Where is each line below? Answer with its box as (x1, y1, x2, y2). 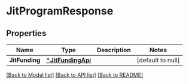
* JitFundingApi (45, 56, 92, 64)
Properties (6, 28, 47, 38)
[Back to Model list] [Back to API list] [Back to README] (6, 71, 144, 79)
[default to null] (136, 56, 180, 64)
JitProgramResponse (6, 4, 114, 18)
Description (96, 46, 131, 54)
